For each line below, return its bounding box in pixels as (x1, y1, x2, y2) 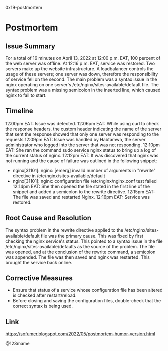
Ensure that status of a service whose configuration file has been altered (12, 287, 163, 293)
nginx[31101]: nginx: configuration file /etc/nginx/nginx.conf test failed (12, 178, 157, 184)
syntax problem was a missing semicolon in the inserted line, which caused (5, 87, 161, 93)
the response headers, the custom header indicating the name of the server (5, 126, 162, 132)
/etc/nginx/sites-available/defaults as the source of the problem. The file (5, 243, 155, 249)
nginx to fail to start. (5, 92, 47, 98)
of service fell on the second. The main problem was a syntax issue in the (5, 76, 157, 82)
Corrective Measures (5, 274, 73, 283)
